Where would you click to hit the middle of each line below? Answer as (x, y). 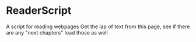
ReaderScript (39, 11)
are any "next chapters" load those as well (57, 32)
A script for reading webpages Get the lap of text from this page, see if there (98, 26)
